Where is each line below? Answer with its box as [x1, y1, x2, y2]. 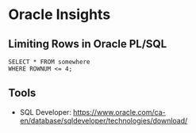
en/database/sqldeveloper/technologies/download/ [19, 116, 188, 125]
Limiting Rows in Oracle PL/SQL [8, 37, 167, 51]
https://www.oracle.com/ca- [72, 107, 167, 116]
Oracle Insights [8, 6, 111, 24]
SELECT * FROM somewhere [8, 58, 90, 66]
